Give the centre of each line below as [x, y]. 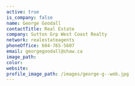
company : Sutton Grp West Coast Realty [57, 35]
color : [15, 62]
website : [17, 68]
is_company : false [29, 18]
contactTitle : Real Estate [40, 29]
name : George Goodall [34, 23]
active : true [23, 12]
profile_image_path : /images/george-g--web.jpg [68, 74]
